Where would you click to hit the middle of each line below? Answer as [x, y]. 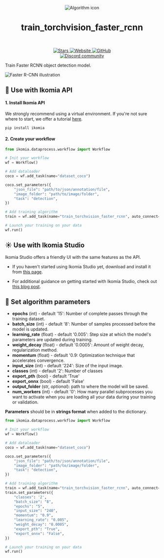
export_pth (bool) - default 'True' [46, 376]
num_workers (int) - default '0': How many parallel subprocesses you [82, 392]
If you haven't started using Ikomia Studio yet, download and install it [81, 266]
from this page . [27, 272]
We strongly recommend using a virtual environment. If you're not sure [76, 114]
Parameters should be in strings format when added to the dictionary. [76, 412]
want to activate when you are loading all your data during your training [84, 397]
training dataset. [29, 319]
